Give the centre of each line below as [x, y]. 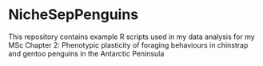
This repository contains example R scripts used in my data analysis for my [131, 37]
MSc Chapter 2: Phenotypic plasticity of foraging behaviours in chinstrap [128, 45]
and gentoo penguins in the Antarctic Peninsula [86, 53]
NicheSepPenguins [74, 15]
